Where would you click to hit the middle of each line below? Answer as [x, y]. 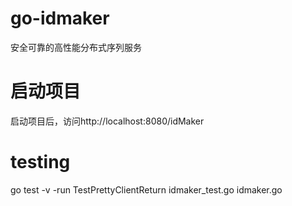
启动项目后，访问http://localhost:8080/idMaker [107, 121]
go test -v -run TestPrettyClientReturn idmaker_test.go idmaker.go [146, 189]
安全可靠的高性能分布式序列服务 [76, 47]
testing [40, 162]
